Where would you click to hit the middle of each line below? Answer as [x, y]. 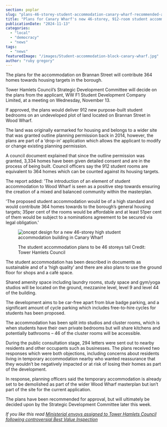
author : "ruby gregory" [30, 61]
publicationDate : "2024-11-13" [38, 24]
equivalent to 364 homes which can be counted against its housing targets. [83, 172]
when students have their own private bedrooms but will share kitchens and [83, 328]
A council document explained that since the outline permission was [75, 156]
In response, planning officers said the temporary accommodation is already [83, 379]
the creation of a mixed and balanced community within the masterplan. [79, 192]
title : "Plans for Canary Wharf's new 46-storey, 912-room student [77, 19]
